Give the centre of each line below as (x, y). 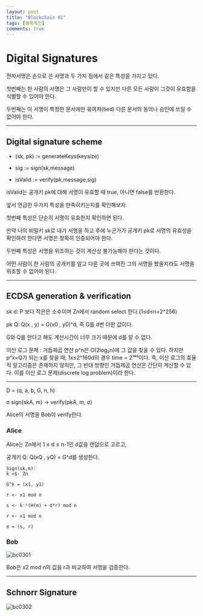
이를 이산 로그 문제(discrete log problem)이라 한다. (75, 372)
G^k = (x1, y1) (25, 484)
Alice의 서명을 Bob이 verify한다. (45, 414)
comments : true (25, 29)
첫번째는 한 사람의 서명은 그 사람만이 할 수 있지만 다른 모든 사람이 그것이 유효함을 (101, 89)
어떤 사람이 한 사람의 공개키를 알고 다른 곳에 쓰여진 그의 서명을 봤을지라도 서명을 (101, 264)
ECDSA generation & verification (69, 296)
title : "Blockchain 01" (36, 17)
